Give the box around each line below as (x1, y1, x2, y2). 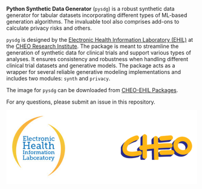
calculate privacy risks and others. (6, 24, 92, 31)
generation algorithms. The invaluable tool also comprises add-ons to (6, 18, 180, 25)
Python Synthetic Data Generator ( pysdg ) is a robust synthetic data (6, 5, 175, 12)
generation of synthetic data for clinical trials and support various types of (6, 49, 192, 56)
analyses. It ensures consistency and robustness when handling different (6, 56, 189, 62)
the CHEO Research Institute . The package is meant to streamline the (6, 42, 179, 50)
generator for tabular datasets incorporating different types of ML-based (6, 12, 187, 19)
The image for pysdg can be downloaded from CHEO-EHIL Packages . (6, 87, 178, 93)
